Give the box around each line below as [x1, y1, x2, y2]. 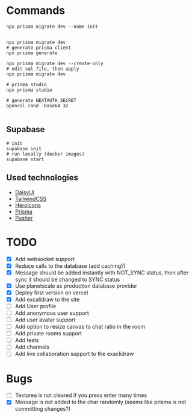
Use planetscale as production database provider [14, 282, 137, 290]
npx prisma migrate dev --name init [6, 24, 98, 30]
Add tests [14, 337, 39, 344]
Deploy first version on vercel [14, 289, 88, 296]
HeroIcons [14, 201, 41, 209]
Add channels [14, 343, 50, 350]
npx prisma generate [6, 49, 58, 56]
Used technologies [6, 173, 79, 183]
